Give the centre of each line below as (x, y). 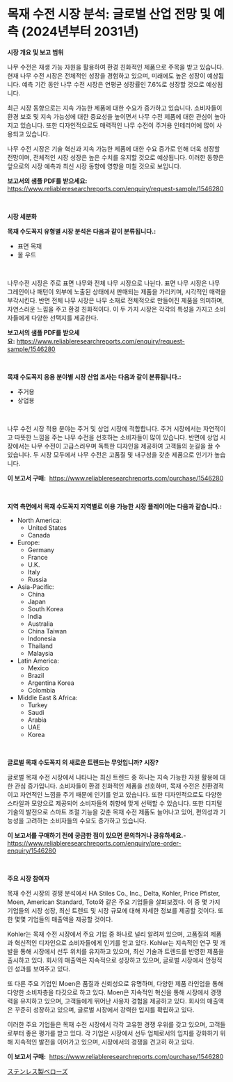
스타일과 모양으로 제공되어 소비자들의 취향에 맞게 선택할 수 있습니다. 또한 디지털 (115, 803)
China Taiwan (47, 631)
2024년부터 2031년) (82, 32)
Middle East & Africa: (47, 697)
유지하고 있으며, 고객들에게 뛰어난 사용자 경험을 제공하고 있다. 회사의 (113, 1001)
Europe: (29, 542)
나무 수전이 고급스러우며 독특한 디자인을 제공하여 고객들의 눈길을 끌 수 (126, 446)
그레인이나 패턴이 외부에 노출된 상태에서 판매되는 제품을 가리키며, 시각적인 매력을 (117, 291)
